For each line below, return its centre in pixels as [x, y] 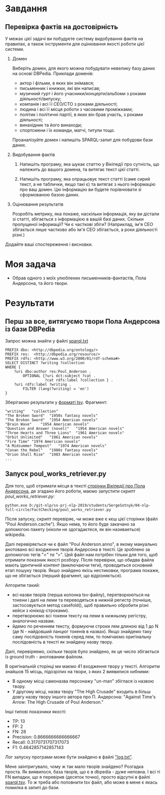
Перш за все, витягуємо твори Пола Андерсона [82, 321]
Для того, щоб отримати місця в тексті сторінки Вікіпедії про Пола [75, 486]
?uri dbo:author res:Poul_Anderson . [53, 371]
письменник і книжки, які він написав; [60, 88]
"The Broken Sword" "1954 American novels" [51, 420]
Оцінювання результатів [38, 204]
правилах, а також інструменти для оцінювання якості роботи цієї [75, 44]
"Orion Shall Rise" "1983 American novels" [51, 454]
